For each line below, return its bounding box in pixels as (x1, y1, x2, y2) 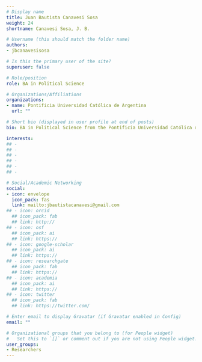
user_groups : (6, 341, 39, 348)
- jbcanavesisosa (6, 48, 50, 54)
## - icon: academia (6, 275, 58, 281)
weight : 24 (6, 20, 34, 26)
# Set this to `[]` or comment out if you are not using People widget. (6, 336, 198, 342)
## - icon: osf (6, 224, 44, 230)
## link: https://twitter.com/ (11, 303, 90, 309)
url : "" (11, 108, 31, 114)
